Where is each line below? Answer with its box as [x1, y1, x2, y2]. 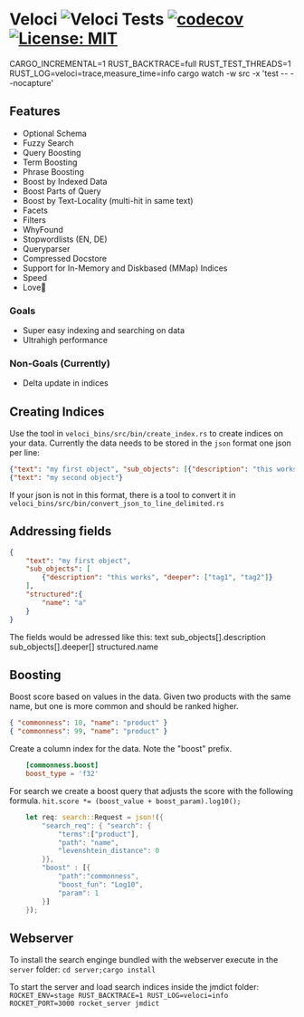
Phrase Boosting [22, 166, 84, 177]
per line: [9, 447, 41, 458]
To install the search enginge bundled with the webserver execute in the [9, 955, 279, 965]
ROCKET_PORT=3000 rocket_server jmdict [9, 999, 160, 1009]
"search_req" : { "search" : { [42, 820, 152, 830]
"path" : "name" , [57, 838, 119, 847]
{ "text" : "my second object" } [9, 474, 124, 483]
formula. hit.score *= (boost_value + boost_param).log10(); [9, 795, 242, 806]
